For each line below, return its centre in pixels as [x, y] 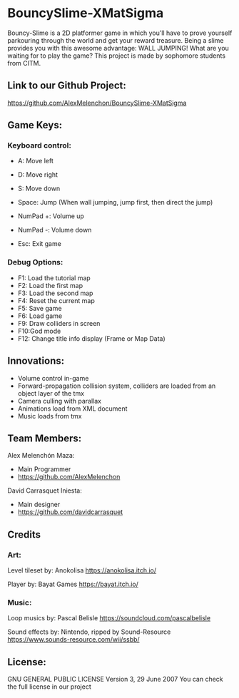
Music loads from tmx [50, 416]
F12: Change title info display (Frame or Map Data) [91, 338]
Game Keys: [35, 125]
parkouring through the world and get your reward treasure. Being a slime [116, 40]
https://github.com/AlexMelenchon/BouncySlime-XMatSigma [97, 103]
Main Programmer [44, 469]
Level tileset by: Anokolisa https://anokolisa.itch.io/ [82, 570]
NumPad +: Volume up [51, 216]
